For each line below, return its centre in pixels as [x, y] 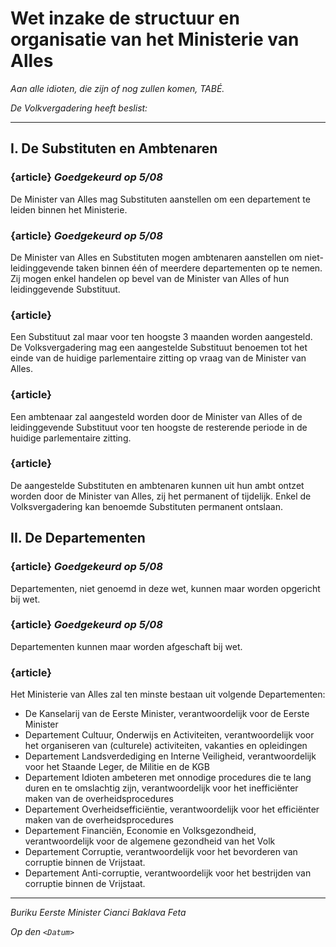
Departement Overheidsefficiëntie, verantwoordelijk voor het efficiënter [172, 809]
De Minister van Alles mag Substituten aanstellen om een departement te [160, 199]
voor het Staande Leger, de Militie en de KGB [117, 767]
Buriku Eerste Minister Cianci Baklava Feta [98, 913]
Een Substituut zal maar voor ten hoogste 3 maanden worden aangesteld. [161, 337]
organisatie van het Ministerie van [155, 39]
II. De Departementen [78, 538]
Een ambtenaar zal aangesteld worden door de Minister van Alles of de [156, 416]
